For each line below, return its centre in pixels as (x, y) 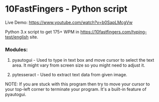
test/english (17, 37)
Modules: (17, 50)
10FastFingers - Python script (66, 9)
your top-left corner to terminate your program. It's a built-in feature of (76, 89)
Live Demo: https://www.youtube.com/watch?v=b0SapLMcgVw (69, 22)
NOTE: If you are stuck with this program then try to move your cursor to (78, 84)
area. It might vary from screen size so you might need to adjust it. (79, 65)
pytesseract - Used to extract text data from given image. (70, 75)
